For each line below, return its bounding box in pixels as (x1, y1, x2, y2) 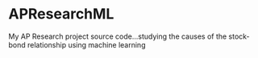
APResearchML (8, 5, 114, 23)
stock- (228, 31, 250, 41)
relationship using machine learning (27, 39, 146, 49)
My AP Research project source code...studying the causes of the (8, 31, 227, 41)
